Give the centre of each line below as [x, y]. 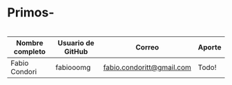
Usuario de [76, 43]
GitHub [76, 51]
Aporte [210, 47]
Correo [147, 47]
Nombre [30, 43]
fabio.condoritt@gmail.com [147, 68]
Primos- [31, 13]
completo [30, 51]
